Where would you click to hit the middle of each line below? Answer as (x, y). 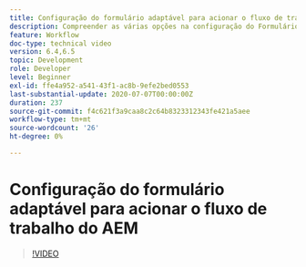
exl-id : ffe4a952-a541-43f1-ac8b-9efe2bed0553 (99, 86)
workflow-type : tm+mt (51, 119)
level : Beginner (40, 77)
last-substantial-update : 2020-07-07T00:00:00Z (102, 94)
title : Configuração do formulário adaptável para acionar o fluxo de (146, 18)
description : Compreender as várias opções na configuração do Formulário (154, 26)
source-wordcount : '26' (55, 128)
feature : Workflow (44, 35)
